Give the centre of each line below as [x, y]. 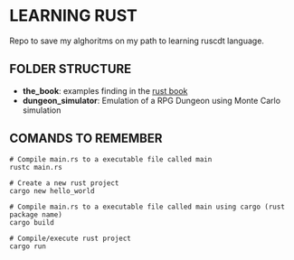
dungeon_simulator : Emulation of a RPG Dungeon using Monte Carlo [152, 100]
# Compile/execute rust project [70, 238]
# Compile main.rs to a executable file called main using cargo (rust [147, 207]
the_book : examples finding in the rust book [105, 90]
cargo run [28, 246]
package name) [36, 214]
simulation [42, 110]
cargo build [32, 222]
